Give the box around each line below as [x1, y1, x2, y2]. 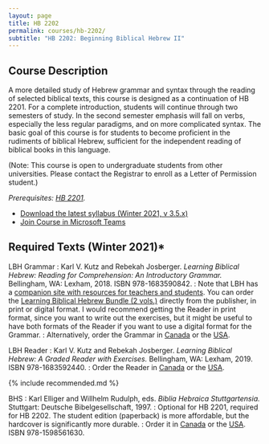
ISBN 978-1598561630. [8, 427, 85, 438]
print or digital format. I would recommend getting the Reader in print [8, 304, 237, 314]
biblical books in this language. [8, 145, 111, 155]
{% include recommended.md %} [8, 378, 120, 388]
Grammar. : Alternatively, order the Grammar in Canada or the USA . [8, 330, 230, 340]
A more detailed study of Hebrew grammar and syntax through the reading [8, 85, 255, 95]
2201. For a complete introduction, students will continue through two [8, 102, 238, 112]
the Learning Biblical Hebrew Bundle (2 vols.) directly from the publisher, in [8, 295, 257, 305]
